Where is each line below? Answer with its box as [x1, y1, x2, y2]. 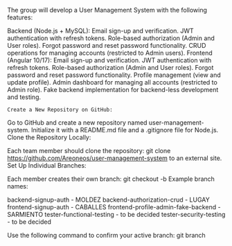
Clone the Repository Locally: [7, 133, 91, 141]
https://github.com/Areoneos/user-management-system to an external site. [7, 154, 222, 162]
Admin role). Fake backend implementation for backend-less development [7, 86, 219, 94]
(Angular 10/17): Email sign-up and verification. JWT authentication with [7, 56, 212, 64]
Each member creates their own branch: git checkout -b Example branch [7, 175, 215, 183]
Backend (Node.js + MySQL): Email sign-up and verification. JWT [7, 27, 194, 35]
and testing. [7, 93, 42, 101]
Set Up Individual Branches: [7, 161, 87, 169]
